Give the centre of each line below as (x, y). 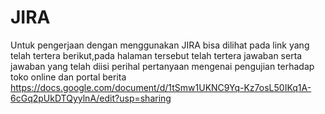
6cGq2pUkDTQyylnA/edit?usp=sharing (91, 98)
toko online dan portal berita (68, 77)
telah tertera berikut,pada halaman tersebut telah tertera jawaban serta (156, 55)
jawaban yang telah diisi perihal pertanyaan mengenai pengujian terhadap (162, 66)
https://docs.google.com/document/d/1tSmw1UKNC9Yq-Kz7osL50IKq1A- (161, 87)
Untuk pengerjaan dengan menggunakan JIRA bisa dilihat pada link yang (160, 45)
